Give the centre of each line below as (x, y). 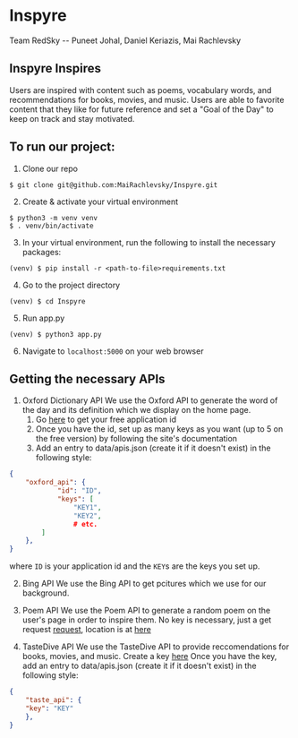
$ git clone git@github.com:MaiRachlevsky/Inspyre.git (114, 184)
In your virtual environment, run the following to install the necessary (149, 242)
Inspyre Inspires (55, 69)
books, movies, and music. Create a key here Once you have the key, (149, 656)
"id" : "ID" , (79, 491)
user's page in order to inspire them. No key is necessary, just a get (147, 620)
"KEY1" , (87, 507)
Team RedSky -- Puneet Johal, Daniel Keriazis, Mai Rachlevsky (125, 40)
